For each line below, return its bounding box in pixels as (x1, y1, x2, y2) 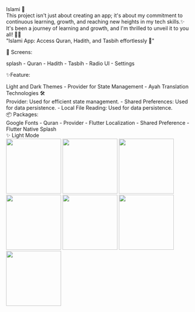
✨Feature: (6, 72, 30, 78)
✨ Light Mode (6, 132, 39, 138)
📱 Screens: (6, 49, 33, 55)
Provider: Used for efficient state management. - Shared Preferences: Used (6, 98, 189, 105)
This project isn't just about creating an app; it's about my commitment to (6, 12, 183, 19)
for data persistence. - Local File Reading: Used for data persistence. (6, 104, 173, 111)
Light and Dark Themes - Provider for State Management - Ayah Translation (6, 83, 189, 90)
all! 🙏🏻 (6, 31, 22, 38)
